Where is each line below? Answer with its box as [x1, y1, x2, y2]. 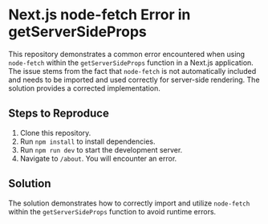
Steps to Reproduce [8, 107, 110, 120]
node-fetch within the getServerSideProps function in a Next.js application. [8, 58, 254, 67]
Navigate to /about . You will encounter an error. [19, 153, 177, 163]
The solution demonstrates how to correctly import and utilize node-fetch [8, 198, 250, 208]
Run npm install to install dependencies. [19, 136, 156, 146]
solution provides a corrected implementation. [8, 83, 160, 93]
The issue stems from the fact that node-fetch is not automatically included [8, 66, 257, 75]
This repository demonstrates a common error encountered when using [8, 49, 246, 59]
